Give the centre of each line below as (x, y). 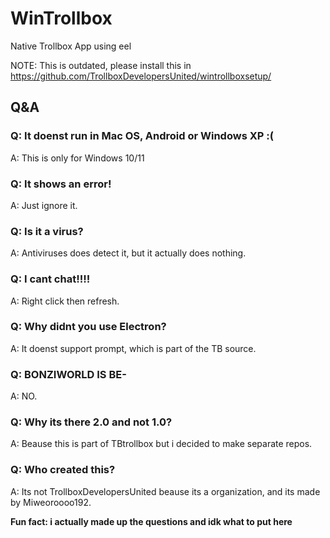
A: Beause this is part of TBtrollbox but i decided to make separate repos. (161, 444)
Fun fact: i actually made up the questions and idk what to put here (151, 521)
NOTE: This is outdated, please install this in (101, 65)
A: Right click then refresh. (65, 301)
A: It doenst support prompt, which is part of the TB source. (133, 348)
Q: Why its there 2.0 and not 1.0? (91, 422)
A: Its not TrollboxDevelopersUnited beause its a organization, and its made (165, 491)
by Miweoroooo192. (51, 502)
